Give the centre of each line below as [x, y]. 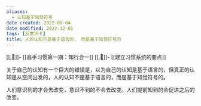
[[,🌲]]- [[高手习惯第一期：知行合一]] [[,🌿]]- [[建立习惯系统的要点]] [86, 57]
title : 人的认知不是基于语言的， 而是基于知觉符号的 [64, 39]
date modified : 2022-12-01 [40, 28]
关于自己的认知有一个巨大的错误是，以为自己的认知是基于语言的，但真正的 [98, 70]
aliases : [17, 12]
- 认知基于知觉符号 [32, 17]
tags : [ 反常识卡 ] [26, 34]
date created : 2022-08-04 [38, 23]
